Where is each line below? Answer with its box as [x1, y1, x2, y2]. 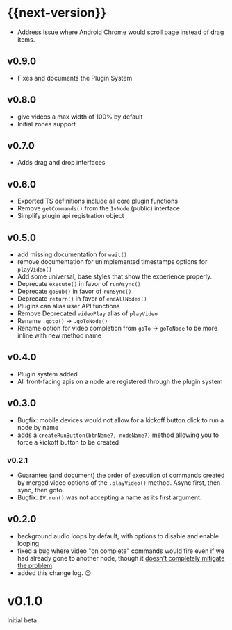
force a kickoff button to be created [17, 438, 119, 446]
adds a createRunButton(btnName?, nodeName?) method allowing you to [17, 431, 219, 439]
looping [17, 539, 40, 547]
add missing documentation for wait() [17, 250, 127, 258]
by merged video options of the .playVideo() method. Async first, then [17, 478, 221, 487]
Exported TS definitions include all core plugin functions [17, 197, 179, 206]
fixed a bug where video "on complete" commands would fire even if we [17, 547, 224, 555]
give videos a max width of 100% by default [17, 113, 143, 121]
